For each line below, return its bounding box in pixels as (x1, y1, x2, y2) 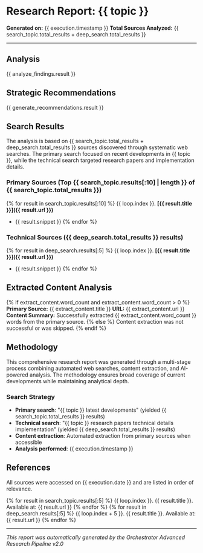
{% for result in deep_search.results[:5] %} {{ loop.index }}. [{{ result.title (6, 247, 190, 254)
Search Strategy (6, 392, 56, 401)
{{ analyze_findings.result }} (6, 70, 76, 77)
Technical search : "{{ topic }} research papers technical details (14, 419, 174, 426)
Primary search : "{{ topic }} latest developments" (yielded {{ (14, 406, 167, 414)
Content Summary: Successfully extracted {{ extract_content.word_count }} (6, 311, 197, 319)
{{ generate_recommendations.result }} (6, 104, 104, 111)
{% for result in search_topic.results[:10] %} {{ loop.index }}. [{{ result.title (6, 199, 192, 207)
